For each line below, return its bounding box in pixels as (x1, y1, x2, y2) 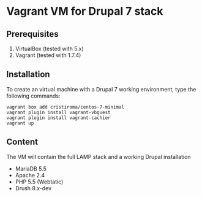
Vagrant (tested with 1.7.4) (15, 52, 81, 59)
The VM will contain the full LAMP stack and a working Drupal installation (6, 153, 191, 160)
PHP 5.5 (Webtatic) (15, 178, 64, 185)
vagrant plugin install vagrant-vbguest (6, 109, 111, 115)
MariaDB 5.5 (15, 164, 47, 172)
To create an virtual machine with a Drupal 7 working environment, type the (6, 85, 196, 93)
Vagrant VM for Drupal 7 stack (6, 4, 163, 18)
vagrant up (6, 120, 34, 126)
